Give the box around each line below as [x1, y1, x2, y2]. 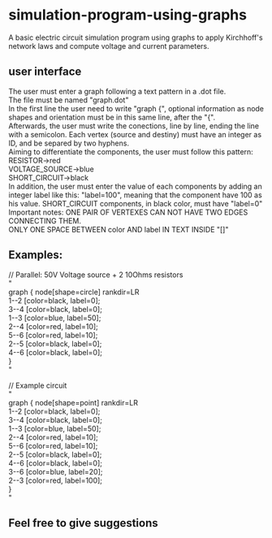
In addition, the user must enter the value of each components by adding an [8, 181, 262, 191]
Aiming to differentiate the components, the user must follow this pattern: [8, 146, 253, 156]
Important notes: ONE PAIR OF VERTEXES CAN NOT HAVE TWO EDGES [8, 207, 248, 217]
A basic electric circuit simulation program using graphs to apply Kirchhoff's [8, 33, 263, 42]
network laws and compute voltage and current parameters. [8, 41, 209, 50]
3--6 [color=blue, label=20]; [8, 466, 103, 476]
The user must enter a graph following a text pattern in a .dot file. [8, 86, 227, 96]
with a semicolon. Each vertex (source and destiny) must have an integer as [8, 129, 262, 139]
